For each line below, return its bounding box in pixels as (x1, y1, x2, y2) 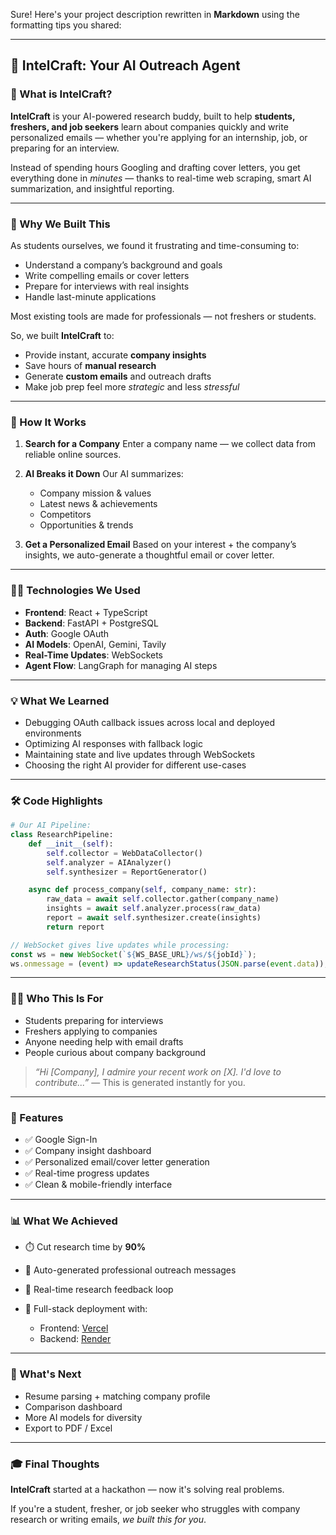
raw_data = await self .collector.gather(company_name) (46, 894, 280, 904)
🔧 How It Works (10, 415, 87, 429)
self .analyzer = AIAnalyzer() (46, 857, 172, 868)
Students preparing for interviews (24, 1014, 164, 1026)
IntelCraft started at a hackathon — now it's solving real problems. (10, 1483, 285, 1495)
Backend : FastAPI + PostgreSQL (24, 617, 159, 629)
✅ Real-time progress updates (24, 1167, 150, 1179)
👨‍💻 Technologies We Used (10, 584, 141, 598)
